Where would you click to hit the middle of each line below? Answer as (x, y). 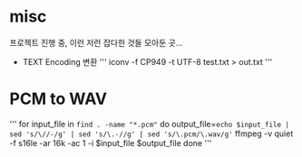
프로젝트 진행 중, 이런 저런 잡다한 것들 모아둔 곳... (96, 42)
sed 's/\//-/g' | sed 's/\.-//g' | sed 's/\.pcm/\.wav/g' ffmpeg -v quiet (151, 134)
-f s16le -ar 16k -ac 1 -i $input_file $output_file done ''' (111, 143)
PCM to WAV (58, 99)
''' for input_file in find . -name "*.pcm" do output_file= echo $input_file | (150, 124)
